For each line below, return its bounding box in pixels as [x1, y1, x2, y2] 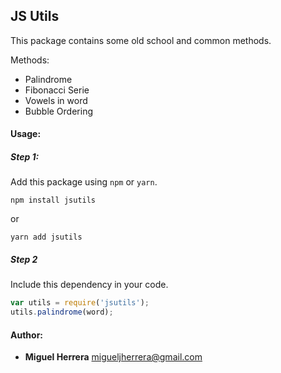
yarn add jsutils [10, 232, 83, 243]
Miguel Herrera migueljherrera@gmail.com [24, 351, 203, 363]
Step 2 [10, 253, 38, 265]
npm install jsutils [10, 195, 97, 206]
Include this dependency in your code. [10, 279, 169, 291]
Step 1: [10, 151, 40, 163]
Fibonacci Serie [24, 84, 90, 96]
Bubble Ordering [24, 105, 94, 117]
